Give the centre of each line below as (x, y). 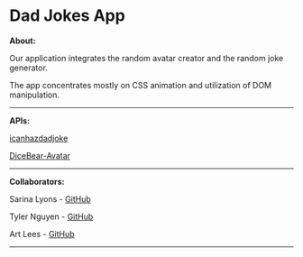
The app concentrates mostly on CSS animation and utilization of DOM (141, 85)
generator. (28, 68)
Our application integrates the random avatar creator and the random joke (147, 58)
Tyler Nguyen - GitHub (51, 216)
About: (23, 41)
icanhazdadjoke (39, 138)
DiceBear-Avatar (40, 155)
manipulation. (35, 95)
